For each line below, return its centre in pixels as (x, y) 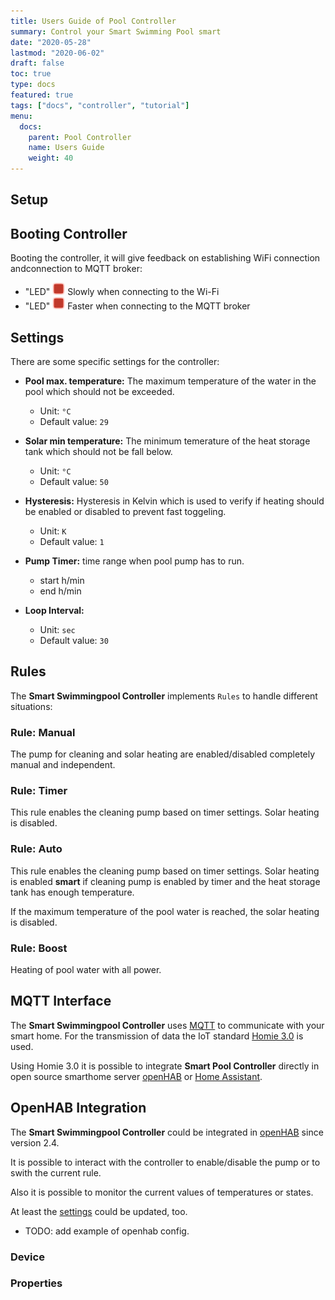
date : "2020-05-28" (51, 42)
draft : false (37, 63)
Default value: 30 (74, 641)
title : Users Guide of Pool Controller (93, 21)
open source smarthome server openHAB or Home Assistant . (136, 1076)
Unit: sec (57, 630)
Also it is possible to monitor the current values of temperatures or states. (162, 1192)
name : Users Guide (66, 148)
